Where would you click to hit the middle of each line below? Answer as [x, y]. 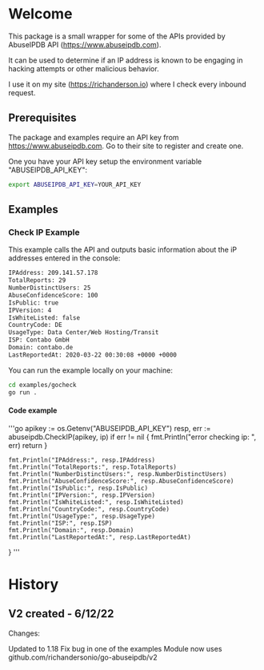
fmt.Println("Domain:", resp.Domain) [71, 530]
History [34, 584]
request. [22, 92]
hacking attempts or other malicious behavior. [84, 68]
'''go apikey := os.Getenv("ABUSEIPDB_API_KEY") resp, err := [110, 428]
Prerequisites [42, 118]
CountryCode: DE [35, 325]
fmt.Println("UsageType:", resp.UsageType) [82, 516]
